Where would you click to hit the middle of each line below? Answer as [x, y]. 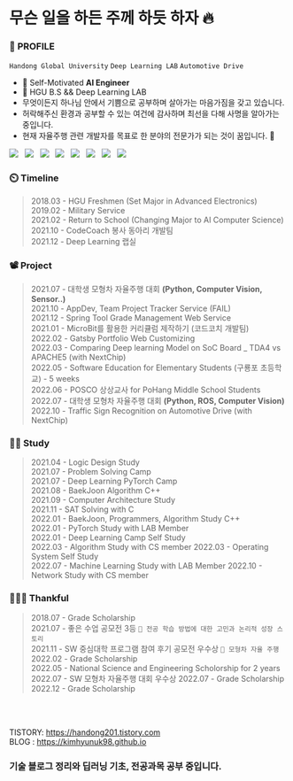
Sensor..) [48, 299]
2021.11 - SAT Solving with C [82, 509]
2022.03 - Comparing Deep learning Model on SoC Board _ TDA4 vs [156, 348]
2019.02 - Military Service [78, 210]
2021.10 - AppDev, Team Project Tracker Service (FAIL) [131, 309]
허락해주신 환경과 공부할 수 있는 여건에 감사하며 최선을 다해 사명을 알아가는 [151, 114]
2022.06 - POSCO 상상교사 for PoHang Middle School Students [146, 390]
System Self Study [65, 557]
